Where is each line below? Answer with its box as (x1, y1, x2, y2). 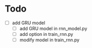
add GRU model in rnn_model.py (19, 26, 87, 31)
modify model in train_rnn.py (19, 37, 79, 43)
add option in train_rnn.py (19, 31, 74, 37)
